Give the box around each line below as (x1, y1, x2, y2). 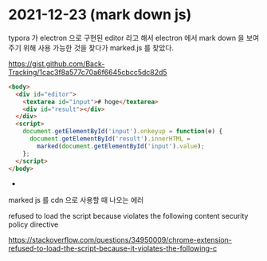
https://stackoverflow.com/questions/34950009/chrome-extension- (8, 235, 233, 245)
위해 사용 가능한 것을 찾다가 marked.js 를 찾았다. (22, 42, 174, 53)
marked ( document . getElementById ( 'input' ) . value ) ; (37, 142, 205, 150)
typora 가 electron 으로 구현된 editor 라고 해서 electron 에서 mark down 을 (8, 33, 245, 42)
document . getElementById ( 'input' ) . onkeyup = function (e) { (22, 128, 223, 136)
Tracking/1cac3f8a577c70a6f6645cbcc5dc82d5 (8, 67, 167, 77)
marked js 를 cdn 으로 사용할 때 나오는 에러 (8, 196, 144, 205)
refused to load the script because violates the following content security (8, 212, 249, 221)
